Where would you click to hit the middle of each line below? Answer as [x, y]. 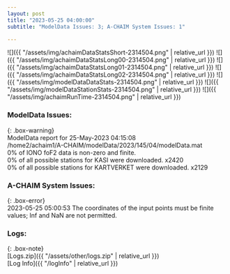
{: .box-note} [25, 249]
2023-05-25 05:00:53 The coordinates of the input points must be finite [110, 208]
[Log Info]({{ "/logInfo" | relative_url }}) [63, 264]
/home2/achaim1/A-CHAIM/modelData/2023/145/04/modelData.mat [105, 145]
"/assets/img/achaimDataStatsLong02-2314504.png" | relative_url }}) [116, 75]
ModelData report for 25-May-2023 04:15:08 [71, 137]
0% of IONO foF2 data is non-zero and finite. [72, 152]
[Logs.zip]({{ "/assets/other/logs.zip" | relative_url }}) [83, 256]
